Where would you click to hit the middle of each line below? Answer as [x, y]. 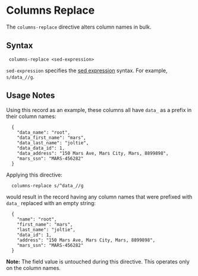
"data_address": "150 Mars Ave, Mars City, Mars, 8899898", [93, 153]
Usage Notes [31, 96]
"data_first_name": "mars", [51, 138]
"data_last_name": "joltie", [53, 143]
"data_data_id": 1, [41, 148]
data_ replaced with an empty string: [51, 203]
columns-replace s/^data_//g [48, 185]
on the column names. [34, 268]
